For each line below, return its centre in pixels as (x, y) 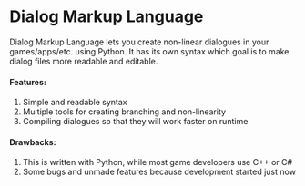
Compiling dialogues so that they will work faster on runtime (135, 122)
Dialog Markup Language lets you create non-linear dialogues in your (139, 42)
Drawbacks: (33, 142)
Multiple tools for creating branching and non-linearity (124, 112)
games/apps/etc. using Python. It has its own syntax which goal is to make (149, 51)
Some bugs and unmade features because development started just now (159, 172)
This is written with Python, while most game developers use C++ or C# (158, 162)
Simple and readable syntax (75, 103)
